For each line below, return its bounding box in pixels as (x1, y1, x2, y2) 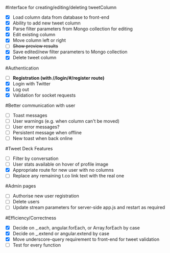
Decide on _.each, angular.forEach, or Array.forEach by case (12, 224, 140, 231)
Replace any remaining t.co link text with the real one (12, 173, 124, 179)
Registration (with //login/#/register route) (12, 75, 105, 81)
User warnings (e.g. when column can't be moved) (12, 118, 120, 124)
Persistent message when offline (12, 129, 82, 135)
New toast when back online (12, 135, 73, 141)
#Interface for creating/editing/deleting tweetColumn (5, 5, 117, 10)
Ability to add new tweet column (12, 20, 81, 26)
